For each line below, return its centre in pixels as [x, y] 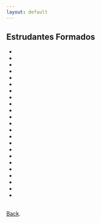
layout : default [27, 12]
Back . [13, 214]
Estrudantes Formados [51, 37]
